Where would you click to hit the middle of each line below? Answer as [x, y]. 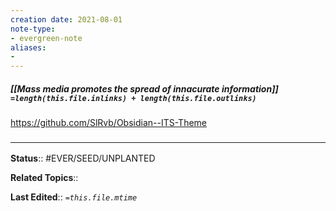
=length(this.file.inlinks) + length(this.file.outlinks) [133, 98]
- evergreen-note [46, 38]
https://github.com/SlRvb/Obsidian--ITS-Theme [109, 123]
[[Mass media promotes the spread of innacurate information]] [144, 88]
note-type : [33, 29]
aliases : [28, 47]
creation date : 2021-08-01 [66, 19]
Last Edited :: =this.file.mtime [74, 197]
